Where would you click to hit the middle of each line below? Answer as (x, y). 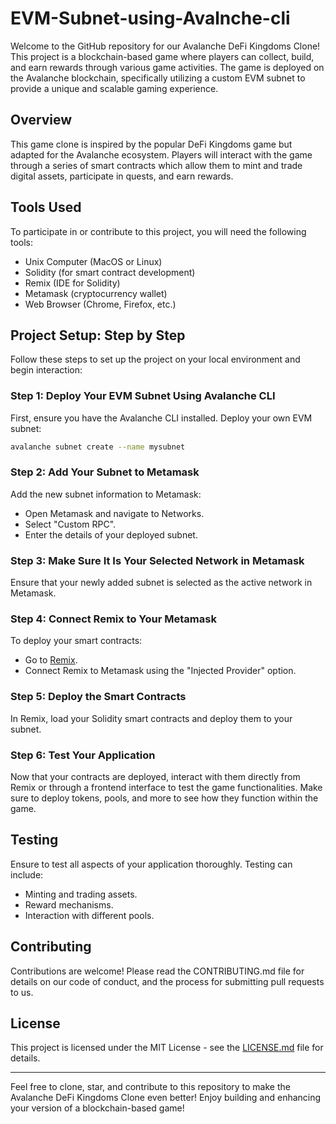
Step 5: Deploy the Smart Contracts (98, 697)
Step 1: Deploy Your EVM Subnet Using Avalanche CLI (143, 396)
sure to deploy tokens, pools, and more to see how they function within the (164, 798)
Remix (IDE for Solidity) (72, 283)
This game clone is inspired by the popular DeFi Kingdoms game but (151, 144)
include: (27, 874)
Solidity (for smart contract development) (110, 272)
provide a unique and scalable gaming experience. (114, 88)
